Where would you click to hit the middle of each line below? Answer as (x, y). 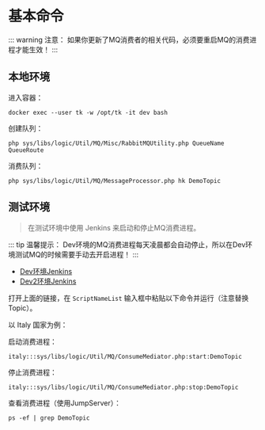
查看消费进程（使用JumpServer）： (64, 403)
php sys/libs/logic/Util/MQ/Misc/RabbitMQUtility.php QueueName (116, 143)
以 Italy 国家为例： (38, 325)
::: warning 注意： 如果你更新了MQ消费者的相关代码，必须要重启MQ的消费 (129, 40)
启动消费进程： (32, 341)
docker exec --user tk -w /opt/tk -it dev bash (88, 112)
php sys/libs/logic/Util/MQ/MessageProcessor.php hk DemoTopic (115, 181)
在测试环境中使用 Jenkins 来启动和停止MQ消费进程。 (114, 227)
